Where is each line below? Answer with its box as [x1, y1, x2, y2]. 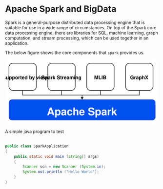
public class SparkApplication [5, 144, 69, 149]
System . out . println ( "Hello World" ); [22, 170, 99, 174]
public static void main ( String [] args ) [14, 154, 99, 159]
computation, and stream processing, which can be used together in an [5, 35, 149, 41]
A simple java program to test [5, 129, 64, 134]
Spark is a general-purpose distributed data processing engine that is [5, 19, 145, 25]
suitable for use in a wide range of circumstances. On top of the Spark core [5, 24, 157, 30]
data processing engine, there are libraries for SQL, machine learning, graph [5, 30, 158, 36]
